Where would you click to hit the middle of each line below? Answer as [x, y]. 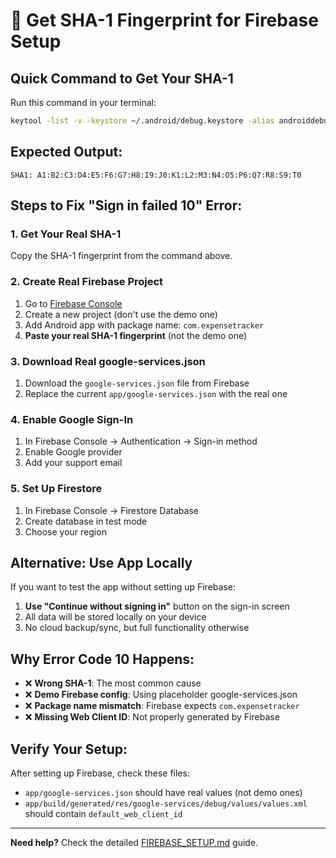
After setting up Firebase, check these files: [100, 773]
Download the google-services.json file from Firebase [137, 383]
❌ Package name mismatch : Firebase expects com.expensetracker [162, 706]
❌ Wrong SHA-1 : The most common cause [113, 683]
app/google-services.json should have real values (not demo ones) [163, 792]
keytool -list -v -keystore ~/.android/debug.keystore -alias [142, 121]
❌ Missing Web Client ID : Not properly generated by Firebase [152, 717]
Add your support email [73, 463]
